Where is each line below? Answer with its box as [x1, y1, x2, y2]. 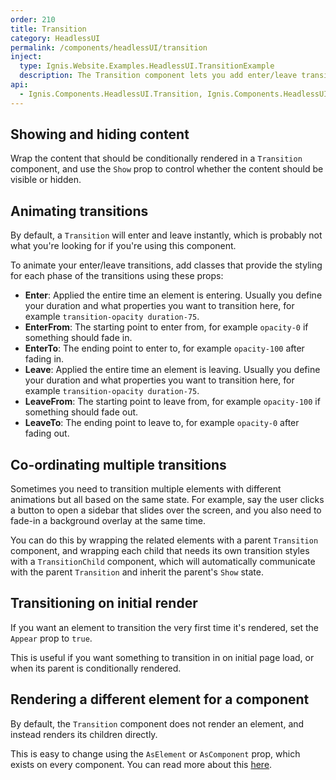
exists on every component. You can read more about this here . [10, 758, 273, 770]
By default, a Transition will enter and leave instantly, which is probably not [10, 229, 323, 241]
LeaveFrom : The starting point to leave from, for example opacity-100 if [24, 396, 321, 408]
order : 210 [10, 14, 56, 25]
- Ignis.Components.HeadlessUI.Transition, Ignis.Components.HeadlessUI [19, 89, 329, 99]
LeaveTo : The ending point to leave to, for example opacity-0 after [24, 417, 300, 429]
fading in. [24, 353, 65, 365]
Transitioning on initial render [10, 595, 198, 612]
